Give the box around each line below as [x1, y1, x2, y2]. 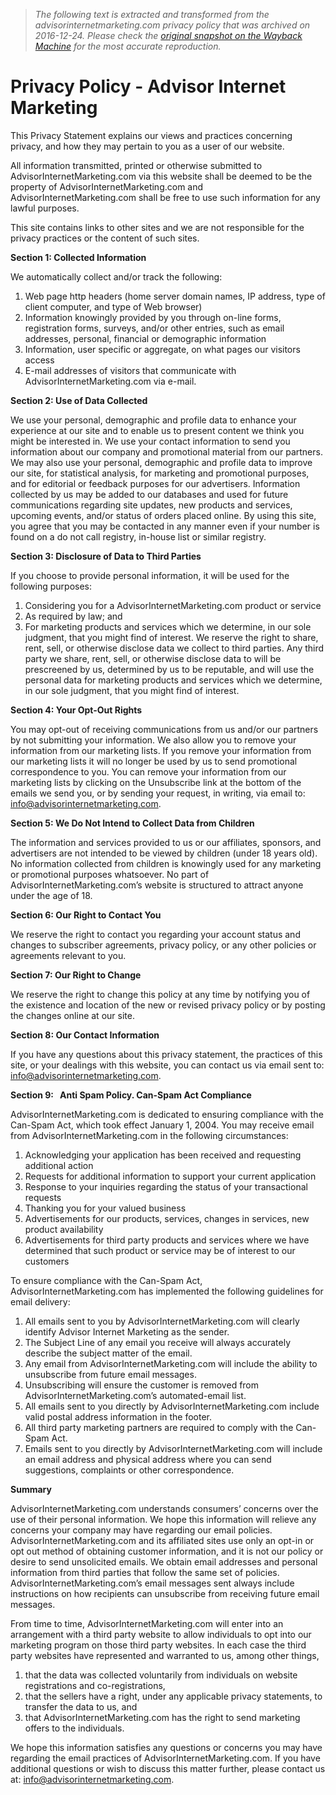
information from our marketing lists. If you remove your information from [10, 744, 312, 756]
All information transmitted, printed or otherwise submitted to [10, 159, 263, 171]
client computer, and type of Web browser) [24, 300, 203, 313]
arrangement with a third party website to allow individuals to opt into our [10, 1628, 312, 1640]
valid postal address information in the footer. [24, 1410, 213, 1423]
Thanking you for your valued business [24, 1202, 187, 1214]
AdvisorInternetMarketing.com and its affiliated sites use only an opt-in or [10, 1534, 315, 1546]
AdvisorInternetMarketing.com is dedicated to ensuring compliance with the [10, 1108, 324, 1120]
